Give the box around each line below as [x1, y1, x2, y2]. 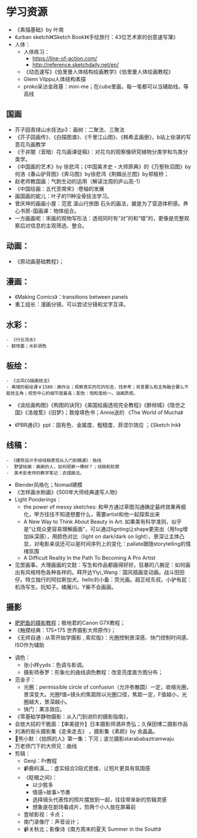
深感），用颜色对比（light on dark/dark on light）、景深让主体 [34, 533, 180, 540]
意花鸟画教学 [14, 141, 46, 148]
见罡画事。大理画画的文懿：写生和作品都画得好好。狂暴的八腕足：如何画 [14, 561, 191, 568]
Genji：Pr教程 [23, 757, 57, 764]
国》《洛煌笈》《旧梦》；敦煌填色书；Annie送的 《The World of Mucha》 [14, 409, 183, 416]
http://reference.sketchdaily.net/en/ [32, 61, 119, 68]
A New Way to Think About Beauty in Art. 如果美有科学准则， [23, 518, 172, 525]
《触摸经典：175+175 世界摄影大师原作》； [14, 627, 116, 634]
